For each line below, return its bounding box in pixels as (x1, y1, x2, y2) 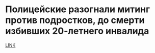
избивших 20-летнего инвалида (5, 25, 149, 37)
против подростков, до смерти (5, 14, 145, 26)
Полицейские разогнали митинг (5, 4, 150, 15)
